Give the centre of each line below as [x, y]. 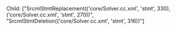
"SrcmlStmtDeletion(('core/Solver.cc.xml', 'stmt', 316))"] [75, 21]
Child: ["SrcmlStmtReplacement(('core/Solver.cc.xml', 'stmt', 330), [88, 9]
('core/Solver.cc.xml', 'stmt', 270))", [50, 15]
